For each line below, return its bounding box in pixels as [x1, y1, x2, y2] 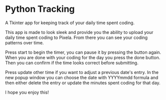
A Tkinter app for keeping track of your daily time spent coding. [5, 20, 135, 26]
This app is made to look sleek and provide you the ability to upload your [5, 29, 154, 35]
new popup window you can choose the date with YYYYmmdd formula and [5, 74, 159, 80]
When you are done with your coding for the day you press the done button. [5, 54, 161, 60]
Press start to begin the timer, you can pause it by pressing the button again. [5, 49, 162, 55]
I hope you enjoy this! [5, 89, 49, 95]
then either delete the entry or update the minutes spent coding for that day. [5, 80, 161, 86]
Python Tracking [5, 3, 75, 15]
